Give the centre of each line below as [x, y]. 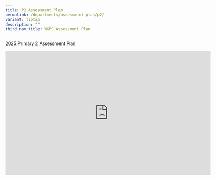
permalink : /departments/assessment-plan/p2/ [55, 15]
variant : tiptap [23, 19]
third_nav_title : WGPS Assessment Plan [48, 29]
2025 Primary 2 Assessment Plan [41, 43]
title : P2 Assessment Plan [34, 10]
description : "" [23, 24]
